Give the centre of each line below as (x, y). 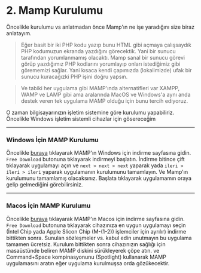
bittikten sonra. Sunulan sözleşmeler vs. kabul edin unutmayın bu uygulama (99, 238)
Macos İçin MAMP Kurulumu (48, 205)
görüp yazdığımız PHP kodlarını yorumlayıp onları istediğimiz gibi (100, 64)
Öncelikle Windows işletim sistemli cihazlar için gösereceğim (81, 119)
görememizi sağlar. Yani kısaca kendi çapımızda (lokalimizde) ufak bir (106, 70)
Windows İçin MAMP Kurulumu (52, 140)
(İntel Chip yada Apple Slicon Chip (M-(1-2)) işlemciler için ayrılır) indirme (96, 231)
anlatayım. (19, 33)
